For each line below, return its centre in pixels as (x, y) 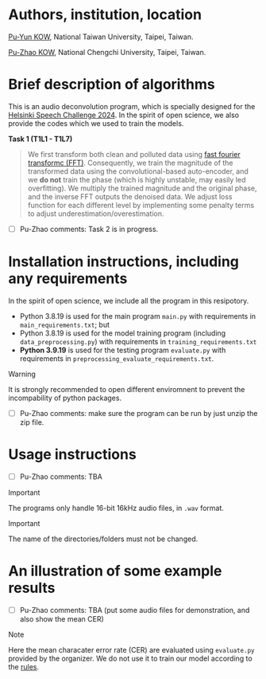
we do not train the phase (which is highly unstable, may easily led (137, 179)
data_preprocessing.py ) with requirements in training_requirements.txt (138, 341)
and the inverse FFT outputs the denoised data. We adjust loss (130, 196)
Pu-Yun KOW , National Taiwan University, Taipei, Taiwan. (101, 37)
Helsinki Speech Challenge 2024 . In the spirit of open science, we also (124, 115)
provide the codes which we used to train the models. (96, 123)
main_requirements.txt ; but (64, 324)
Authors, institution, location (105, 15)
